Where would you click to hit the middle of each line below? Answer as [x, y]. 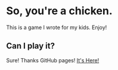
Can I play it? [31, 46]
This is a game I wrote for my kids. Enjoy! [57, 27]
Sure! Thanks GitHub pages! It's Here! [53, 60]
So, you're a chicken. [60, 11]
